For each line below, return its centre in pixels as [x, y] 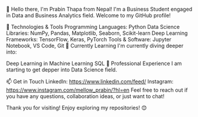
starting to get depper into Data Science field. [61, 70]
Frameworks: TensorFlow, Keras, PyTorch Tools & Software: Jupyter [89, 39]
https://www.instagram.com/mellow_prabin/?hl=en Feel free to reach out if [97, 90]
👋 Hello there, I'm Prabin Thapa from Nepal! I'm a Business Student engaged [99, 9]
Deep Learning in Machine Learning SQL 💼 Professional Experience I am [94, 63]
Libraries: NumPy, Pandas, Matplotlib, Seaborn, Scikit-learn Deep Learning [97, 33]
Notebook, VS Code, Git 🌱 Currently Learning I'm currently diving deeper [95, 45]
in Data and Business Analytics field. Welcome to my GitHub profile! [89, 15]
